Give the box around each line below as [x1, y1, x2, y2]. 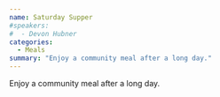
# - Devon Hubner [9, 29, 77, 38]
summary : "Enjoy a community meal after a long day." [9, 54, 213, 63]
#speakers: [9, 21, 50, 30]
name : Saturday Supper [9, 12, 93, 22]
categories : [9, 37, 53, 47]
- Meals [17, 46, 46, 55]
